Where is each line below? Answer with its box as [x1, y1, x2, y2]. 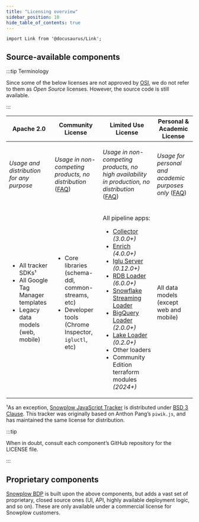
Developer [65, 306, 94, 314]
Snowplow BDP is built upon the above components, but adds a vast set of [6, 490, 188, 497]
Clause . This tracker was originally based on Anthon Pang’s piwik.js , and [6, 410, 186, 418]
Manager [19, 291, 44, 299]
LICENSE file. [6, 446, 38, 453]
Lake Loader [113, 331, 148, 340]
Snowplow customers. [6, 509, 60, 516]
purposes [156, 181, 184, 190]
